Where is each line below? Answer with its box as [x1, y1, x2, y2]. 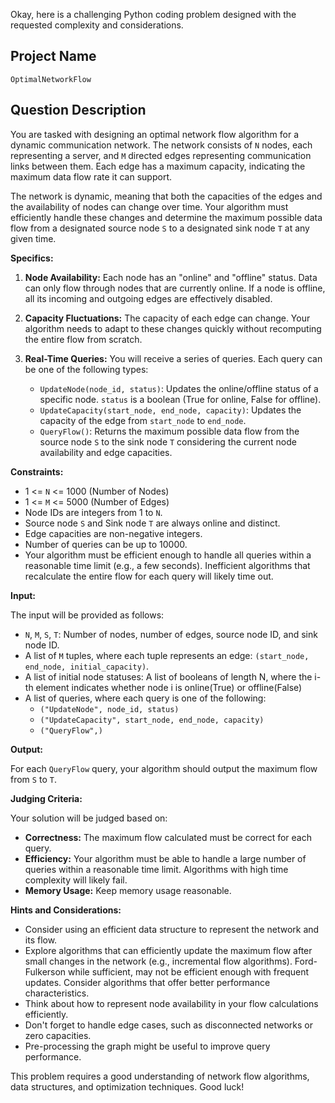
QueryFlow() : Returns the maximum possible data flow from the [39, 425, 300, 437]
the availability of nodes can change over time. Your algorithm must [10, 200, 289, 213]
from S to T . [10, 773, 57, 785]
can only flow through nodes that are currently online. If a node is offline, [24, 282, 326, 294]
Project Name [10, 48, 97, 65]
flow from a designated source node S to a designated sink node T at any [10, 222, 310, 234]
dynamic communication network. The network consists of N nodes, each [10, 139, 313, 151]
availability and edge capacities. [39, 446, 173, 458]
